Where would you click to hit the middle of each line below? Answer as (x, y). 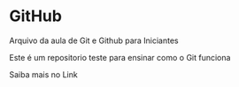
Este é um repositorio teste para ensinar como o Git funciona (120, 57)
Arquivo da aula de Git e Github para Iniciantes (94, 40)
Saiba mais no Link (43, 74)
